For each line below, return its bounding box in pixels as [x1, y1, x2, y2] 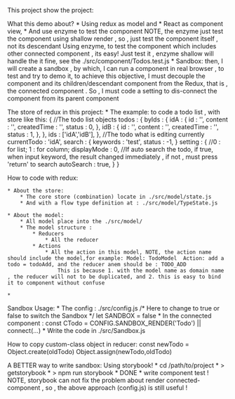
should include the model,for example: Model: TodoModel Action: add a [7, 255, 224, 262]
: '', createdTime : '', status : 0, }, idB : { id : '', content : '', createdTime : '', [7, 123, 219, 131]
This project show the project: [7, 6, 94, 14]
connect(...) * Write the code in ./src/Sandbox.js [7, 327, 146, 334]
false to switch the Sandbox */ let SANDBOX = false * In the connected [7, 312, 212, 320]
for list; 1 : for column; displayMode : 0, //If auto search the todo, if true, [7, 145, 214, 153]
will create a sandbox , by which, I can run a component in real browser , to [7, 65, 224, 72]
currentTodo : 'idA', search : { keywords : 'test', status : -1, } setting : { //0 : [7, 138, 221, 146]
